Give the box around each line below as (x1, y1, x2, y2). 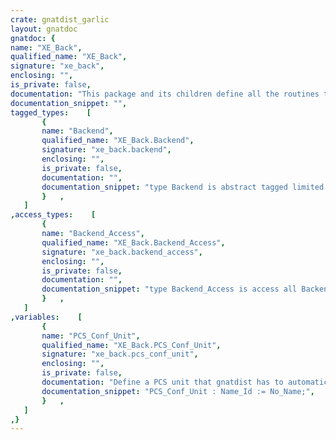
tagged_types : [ (10, 107, 92, 118)
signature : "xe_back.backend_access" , (41, 247, 203, 257)
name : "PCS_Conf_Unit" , (41, 331, 141, 341)
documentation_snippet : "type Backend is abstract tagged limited (41, 182, 325, 192)
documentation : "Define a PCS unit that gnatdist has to (41, 377, 284, 387)
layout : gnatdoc (10, 24, 78, 34)
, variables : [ (10, 312, 83, 322)
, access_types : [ (10, 210, 97, 220)
